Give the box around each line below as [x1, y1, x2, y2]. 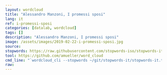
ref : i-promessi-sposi [5, 21, 52, 26]
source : [5, 44, 21, 49]
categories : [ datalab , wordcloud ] [5, 26, 77, 31]
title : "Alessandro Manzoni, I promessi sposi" [5, 12, 106, 17]
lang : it [5, 16, 23, 21]
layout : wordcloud [5, 7, 43, 12]
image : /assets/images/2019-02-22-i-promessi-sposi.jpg [5, 39, 123, 44]
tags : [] [5, 30, 23, 35]
